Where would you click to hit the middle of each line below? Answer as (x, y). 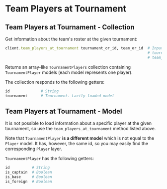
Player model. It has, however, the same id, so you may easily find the (77, 144)
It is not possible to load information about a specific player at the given (79, 123)
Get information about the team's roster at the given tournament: (71, 39)
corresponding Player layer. (34, 149)
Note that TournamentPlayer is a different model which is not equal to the (80, 138)
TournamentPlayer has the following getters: (50, 159)
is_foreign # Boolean (29, 182)
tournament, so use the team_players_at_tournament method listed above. (81, 129)
